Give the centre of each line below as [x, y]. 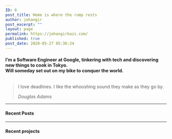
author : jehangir [24, 19]
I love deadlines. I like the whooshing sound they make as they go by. [91, 86]
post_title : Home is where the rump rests [51, 15]
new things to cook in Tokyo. [37, 65]
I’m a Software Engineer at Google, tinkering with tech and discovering [82, 60]
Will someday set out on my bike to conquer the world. [64, 71]
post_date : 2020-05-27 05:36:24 [40, 44]
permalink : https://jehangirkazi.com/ [47, 34]
